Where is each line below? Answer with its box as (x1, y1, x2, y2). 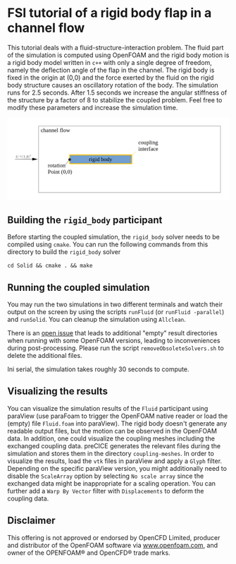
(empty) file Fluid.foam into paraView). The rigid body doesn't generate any (7, 419, 228, 428)
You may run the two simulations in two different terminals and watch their (7, 300, 223, 308)
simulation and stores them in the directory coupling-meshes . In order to (7, 449, 215, 457)
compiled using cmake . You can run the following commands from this (7, 240, 209, 248)
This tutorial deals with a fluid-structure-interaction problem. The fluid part (7, 43, 224, 52)
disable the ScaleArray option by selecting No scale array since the (7, 472, 204, 480)
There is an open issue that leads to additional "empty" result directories (7, 329, 218, 337)
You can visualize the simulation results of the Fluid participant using (7, 404, 209, 412)
